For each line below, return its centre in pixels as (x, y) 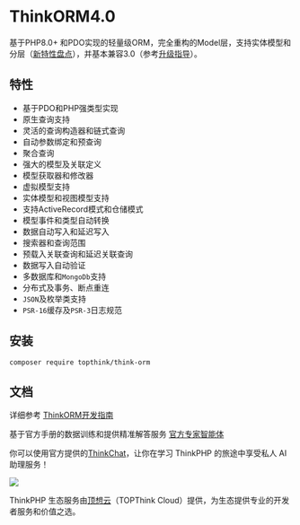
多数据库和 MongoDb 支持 (64, 276)
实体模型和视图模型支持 (66, 197)
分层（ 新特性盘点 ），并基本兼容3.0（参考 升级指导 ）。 (106, 53)
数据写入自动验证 (54, 265)
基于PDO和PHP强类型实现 (70, 108)
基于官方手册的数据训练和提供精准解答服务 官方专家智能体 (117, 434)
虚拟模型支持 (46, 187)
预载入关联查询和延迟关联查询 (77, 254)
